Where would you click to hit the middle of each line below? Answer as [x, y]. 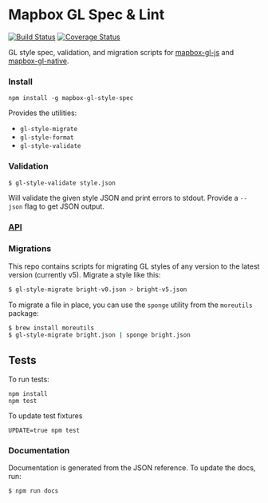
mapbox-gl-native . [39, 61]
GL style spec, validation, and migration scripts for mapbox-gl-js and [121, 52]
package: [24, 313]
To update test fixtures [45, 416]
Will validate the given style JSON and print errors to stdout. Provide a [123, 198]
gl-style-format [47, 138]
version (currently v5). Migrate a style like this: [85, 274]
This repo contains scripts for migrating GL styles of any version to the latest [134, 266]
